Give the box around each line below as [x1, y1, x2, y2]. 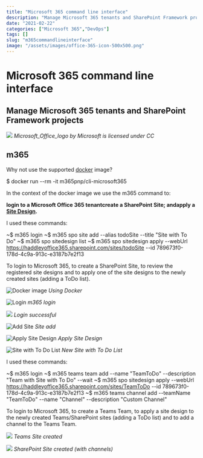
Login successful [13, 311, 56, 318]
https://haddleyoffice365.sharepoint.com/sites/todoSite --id [6, 244, 155, 251]
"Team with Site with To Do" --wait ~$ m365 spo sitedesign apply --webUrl [6, 376, 195, 383]
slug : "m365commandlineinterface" [6, 37, 94, 43]
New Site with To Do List [61, 346, 123, 354]
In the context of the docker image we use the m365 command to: [6, 189, 171, 197]
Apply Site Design [57, 334, 103, 342]
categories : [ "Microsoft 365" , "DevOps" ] [6, 25, 110, 32]
